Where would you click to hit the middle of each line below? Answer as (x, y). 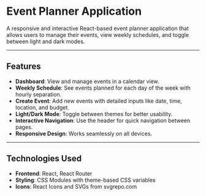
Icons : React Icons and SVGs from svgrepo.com (76, 186)
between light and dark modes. (46, 41)
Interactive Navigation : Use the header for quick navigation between (103, 120)
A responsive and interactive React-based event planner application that (97, 28)
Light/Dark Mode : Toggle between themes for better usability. (94, 114)
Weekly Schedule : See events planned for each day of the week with (103, 88)
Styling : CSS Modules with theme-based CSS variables (86, 180)
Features (24, 67)
